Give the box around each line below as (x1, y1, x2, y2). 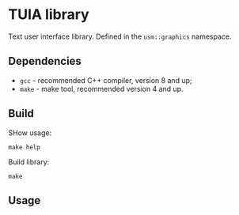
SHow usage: (8, 128, 52, 138)
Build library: (8, 157, 50, 167)
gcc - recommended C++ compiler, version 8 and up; (19, 75, 192, 85)
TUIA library (8, 6, 89, 24)
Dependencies (8, 55, 82, 68)
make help (8, 143, 41, 151)
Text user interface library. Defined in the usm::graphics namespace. (8, 32, 232, 41)
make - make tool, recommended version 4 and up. (19, 84, 184, 93)
